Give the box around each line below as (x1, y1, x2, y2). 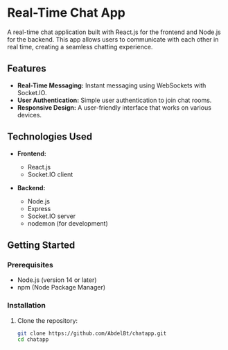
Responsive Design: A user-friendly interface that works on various (17, 103, 211, 112)
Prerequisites (7, 260, 53, 269)
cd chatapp (17, 336, 49, 343)
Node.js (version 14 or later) (17, 276, 97, 284)
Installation (7, 301, 46, 310)
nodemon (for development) (27, 219, 109, 227)
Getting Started (7, 239, 76, 251)
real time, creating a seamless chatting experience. (7, 42, 153, 51)
